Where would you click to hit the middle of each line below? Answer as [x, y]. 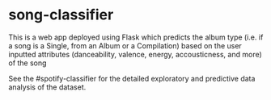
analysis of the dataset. [47, 87]
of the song [28, 63]
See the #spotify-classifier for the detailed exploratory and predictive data [132, 78]
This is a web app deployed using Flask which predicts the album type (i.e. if [136, 37]
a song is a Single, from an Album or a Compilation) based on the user [125, 45]
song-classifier [61, 15]
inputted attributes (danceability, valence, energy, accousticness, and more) [135, 54]
